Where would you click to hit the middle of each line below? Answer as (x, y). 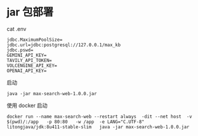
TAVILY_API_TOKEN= (29, 60)
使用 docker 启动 (27, 105)
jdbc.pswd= (20, 50)
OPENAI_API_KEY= (27, 71)
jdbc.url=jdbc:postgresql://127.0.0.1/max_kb (64, 45)
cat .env (17, 29)
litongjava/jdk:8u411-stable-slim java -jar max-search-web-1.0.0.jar (98, 127)
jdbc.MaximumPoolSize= (35, 40)
